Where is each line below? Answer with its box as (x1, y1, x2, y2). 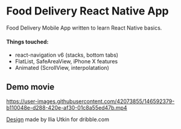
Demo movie (6, 81, 55, 92)
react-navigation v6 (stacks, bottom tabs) (14, 51, 119, 58)
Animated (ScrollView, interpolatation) (14, 64, 110, 72)
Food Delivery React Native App (6, 4, 169, 18)
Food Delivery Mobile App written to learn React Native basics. (6, 24, 162, 31)
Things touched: (6, 38, 49, 45)
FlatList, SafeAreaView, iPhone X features (14, 58, 118, 65)
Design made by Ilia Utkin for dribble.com (6, 116, 110, 123)
